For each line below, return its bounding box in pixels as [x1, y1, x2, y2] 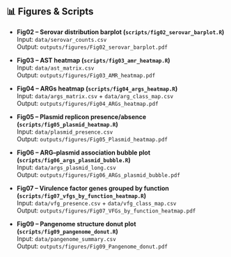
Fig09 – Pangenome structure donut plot [16, 219, 136, 228]
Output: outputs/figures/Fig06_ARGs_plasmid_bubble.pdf [16, 170, 180, 179]
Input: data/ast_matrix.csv [16, 63, 95, 72]
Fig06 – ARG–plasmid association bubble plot [16, 148, 151, 157]
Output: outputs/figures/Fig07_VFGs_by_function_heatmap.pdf [16, 206, 196, 215]
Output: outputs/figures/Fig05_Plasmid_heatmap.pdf [16, 134, 168, 143]
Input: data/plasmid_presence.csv [16, 127, 113, 136]
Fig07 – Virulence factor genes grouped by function [16, 184, 170, 192]
